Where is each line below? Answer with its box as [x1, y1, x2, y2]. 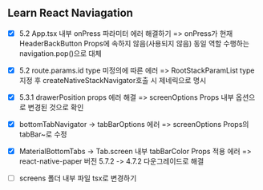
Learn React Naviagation [7, 6, 134, 20]
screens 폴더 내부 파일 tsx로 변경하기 [18, 173, 137, 183]
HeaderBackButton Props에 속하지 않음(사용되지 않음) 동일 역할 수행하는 [18, 38, 250, 48]
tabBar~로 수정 [18, 129, 67, 139]
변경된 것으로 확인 [27, 103, 84, 112]
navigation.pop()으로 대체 [18, 48, 102, 58]
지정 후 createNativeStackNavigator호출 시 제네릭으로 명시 [18, 75, 207, 85]
